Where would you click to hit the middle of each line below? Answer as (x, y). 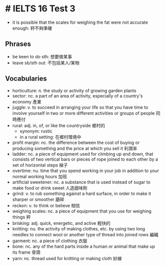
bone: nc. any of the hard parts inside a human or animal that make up (84, 246)
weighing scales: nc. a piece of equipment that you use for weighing (82, 211)
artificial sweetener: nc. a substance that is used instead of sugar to (81, 182)
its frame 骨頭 (26, 252)
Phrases (18, 44)
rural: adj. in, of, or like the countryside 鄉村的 (59, 125)
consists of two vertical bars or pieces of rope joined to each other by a (85, 159)
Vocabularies (26, 79)
